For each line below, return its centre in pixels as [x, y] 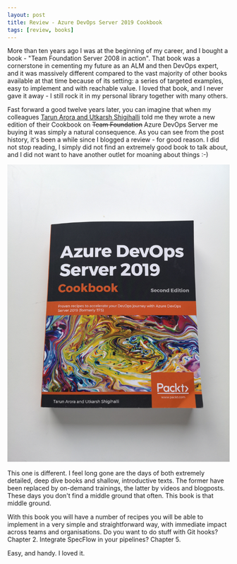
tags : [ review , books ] [41, 30]
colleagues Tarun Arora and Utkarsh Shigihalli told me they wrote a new [111, 117]
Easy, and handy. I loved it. [46, 553]
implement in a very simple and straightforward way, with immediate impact [117, 524]
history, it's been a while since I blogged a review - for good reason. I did [114, 140]
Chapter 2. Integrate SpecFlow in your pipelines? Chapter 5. [94, 540]
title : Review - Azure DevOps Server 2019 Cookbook [85, 22]
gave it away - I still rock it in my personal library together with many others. [117, 96]
